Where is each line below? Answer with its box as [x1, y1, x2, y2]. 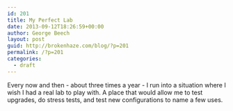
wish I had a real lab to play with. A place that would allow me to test [7, 88, 203, 96]
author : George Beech [7, 29, 70, 37]
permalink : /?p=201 [7, 49, 64, 56]
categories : [7, 55, 42, 62]
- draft [13, 62, 36, 69]
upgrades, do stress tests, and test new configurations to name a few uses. [7, 95, 223, 104]
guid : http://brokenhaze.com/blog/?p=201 [7, 42, 129, 49]
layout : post [7, 36, 45, 43]
